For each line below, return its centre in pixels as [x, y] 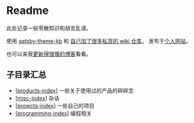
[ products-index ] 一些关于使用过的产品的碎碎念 [74, 90]
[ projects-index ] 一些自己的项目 [55, 105]
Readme [28, 11]
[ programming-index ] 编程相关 [54, 113]
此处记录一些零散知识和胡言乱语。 [49, 28]
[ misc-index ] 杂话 [37, 98]
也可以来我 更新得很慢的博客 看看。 [49, 54]
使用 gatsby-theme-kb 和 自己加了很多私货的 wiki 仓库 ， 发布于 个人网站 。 [99, 41]
